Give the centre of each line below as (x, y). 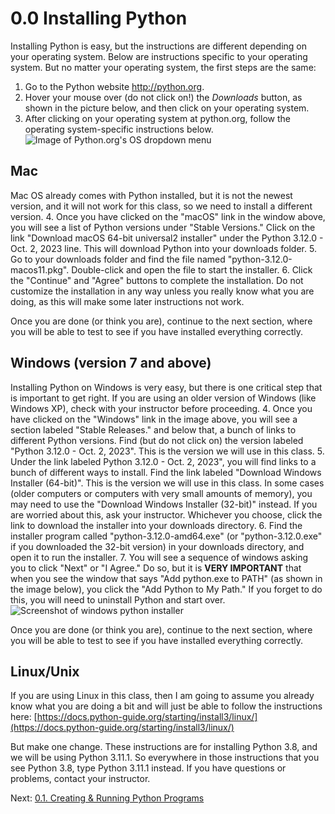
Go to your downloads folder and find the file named (118, 259)
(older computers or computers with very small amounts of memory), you (161, 493)
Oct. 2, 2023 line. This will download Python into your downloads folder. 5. (163, 248)
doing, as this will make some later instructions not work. (127, 301)
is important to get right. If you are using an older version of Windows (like (163, 398)
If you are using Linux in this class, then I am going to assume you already (162, 696)
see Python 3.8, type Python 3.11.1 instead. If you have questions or (148, 768)
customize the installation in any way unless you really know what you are (162, 291)
